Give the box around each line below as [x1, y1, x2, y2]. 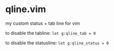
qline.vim [5, 4, 46, 15]
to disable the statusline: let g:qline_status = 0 [5, 39, 109, 46]
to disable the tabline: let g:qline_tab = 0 [5, 30, 96, 36]
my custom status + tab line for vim [5, 20, 80, 26]
